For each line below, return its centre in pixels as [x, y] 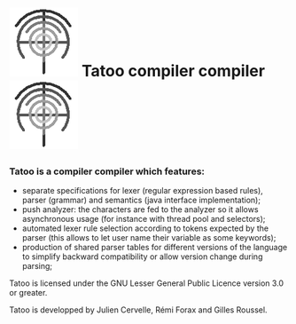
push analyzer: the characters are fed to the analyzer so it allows [140, 209]
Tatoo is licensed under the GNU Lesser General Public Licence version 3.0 [147, 283]
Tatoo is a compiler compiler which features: [107, 171]
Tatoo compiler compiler [173, 71]
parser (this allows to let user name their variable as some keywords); [149, 238]
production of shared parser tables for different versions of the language [155, 248]
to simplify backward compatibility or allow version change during [142, 257]
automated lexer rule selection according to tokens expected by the [145, 228]
